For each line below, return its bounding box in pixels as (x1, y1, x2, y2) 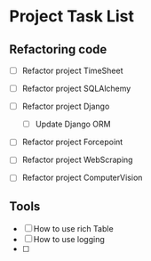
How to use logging (33, 234, 105, 245)
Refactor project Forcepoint (21, 136, 123, 148)
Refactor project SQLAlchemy (21, 83, 131, 94)
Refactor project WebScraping (21, 154, 133, 166)
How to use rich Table (33, 224, 114, 234)
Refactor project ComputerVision (21, 172, 143, 184)
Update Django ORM (35, 118, 111, 130)
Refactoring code (9, 42, 107, 57)
